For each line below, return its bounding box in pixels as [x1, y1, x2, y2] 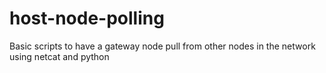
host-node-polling [9, 7, 165, 30]
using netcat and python [9, 50, 110, 62]
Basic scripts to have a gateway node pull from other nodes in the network [9, 40, 316, 52]
